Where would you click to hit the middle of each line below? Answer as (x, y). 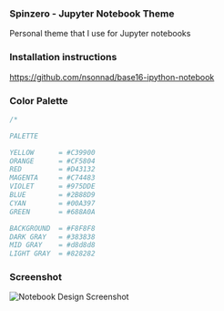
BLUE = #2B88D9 (52, 195)
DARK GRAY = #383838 (52, 237)
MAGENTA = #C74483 (52, 178)
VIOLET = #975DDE (52, 187)
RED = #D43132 (52, 170)
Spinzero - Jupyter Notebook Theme (92, 14)
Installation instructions (63, 57)
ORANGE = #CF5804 (52, 161)
